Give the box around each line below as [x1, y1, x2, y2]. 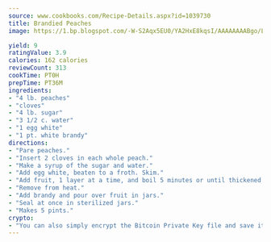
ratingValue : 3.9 [8, 49, 67, 57]
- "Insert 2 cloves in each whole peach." [8, 154, 153, 162]
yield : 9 [8, 41, 38, 49]
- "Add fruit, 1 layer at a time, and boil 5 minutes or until [8, 177, 226, 185]
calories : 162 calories [8, 56, 89, 65]
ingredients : [8, 86, 52, 94]
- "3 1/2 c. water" [8, 116, 74, 125]
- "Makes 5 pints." [8, 207, 74, 215]
